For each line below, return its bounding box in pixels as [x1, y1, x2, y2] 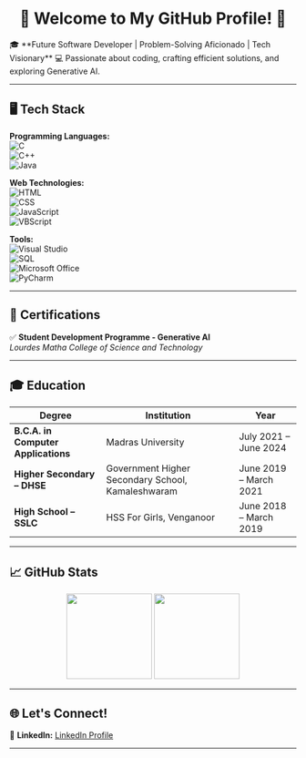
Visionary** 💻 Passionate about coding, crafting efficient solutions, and [9, 52, 280, 63]
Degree [39, 409, 73, 422]
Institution [145, 409, 191, 422]
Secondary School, [106, 474, 189, 487]
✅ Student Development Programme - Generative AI [9, 332, 211, 343]
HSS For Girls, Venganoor [106, 511, 216, 524]
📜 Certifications [9, 307, 101, 323]
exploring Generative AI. [9, 66, 100, 77]
